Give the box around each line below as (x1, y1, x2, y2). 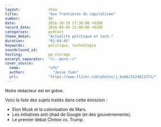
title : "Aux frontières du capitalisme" (5, 12, 116, 16)
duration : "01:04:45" (5, 39, 70, 43)
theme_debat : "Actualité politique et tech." (5, 34, 114, 39)
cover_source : (5, 61, 34, 66)
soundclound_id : (5, 47, 38, 52)
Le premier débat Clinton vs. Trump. (12, 116, 84, 122)
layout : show (5, 7, 57, 12)
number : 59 (5, 16, 53, 21)
